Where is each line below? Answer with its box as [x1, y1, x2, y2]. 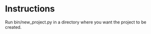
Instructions [5, 3, 55, 14]
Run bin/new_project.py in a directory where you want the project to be [5, 19, 147, 25]
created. [5, 24, 22, 30]
